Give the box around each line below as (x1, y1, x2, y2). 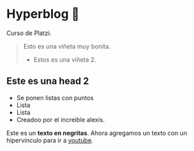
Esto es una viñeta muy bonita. (23, 42, 111, 50)
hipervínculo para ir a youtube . (6, 136, 94, 144)
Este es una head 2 (6, 75, 89, 87)
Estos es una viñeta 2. (33, 55, 97, 64)
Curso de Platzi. (6, 29, 52, 37)
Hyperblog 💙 (6, 6, 80, 22)
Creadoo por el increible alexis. (16, 115, 105, 124)
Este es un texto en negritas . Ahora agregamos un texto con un (6, 128, 187, 137)
